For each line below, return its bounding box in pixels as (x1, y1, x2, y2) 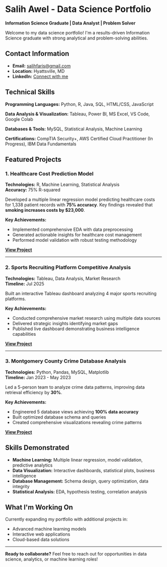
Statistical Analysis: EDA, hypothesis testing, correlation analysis (12, 489, 148, 495)
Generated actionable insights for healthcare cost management (12, 232, 142, 238)
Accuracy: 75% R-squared (5, 187, 61, 193)
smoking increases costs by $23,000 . (5, 207, 85, 213)
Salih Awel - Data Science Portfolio (5, 3, 152, 15)
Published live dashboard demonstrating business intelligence (12, 326, 140, 332)
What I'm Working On (5, 503, 73, 512)
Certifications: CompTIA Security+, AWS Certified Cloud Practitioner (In (5, 135, 153, 141)
